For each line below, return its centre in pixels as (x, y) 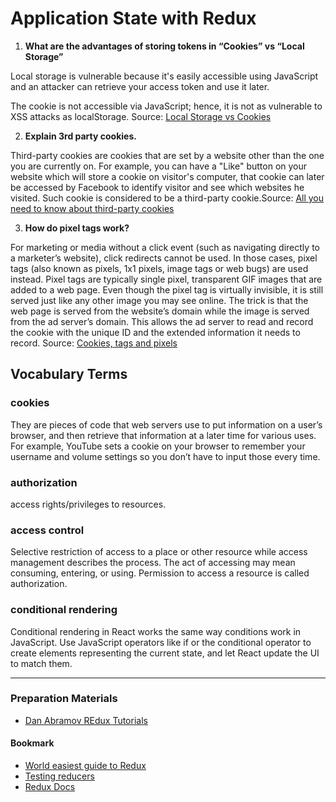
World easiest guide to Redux (85, 766)
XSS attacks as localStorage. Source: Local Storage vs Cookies (141, 116)
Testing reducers (59, 776)
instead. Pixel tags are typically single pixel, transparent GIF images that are (166, 279)
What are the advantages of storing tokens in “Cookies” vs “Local (164, 46)
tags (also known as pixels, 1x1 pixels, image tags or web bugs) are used (159, 268)
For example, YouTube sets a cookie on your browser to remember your (158, 446)
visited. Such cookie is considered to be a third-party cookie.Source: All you (167, 198)
